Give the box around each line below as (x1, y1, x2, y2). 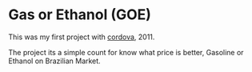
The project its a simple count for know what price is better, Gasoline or (8, 47, 244, 57)
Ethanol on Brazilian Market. (8, 56, 102, 66)
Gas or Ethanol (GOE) (8, 6, 152, 24)
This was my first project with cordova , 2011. (8, 32, 155, 42)
